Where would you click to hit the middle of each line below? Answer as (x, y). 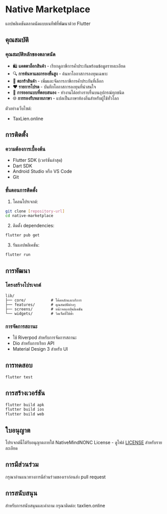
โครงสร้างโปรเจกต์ (23, 285)
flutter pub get (22, 235)
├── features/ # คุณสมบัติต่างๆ (40, 305)
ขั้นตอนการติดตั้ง (21, 190)
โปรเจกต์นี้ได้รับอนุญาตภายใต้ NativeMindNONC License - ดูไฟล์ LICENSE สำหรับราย (84, 443)
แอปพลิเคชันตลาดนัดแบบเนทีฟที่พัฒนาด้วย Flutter (48, 23)
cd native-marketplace (29, 216)
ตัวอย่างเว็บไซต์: (19, 108)
